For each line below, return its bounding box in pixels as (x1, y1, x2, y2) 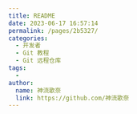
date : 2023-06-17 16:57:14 (8, 19, 99, 27)
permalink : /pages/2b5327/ (8, 26, 99, 35)
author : (8, 79, 34, 87)
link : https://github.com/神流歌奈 (15, 94, 130, 102)
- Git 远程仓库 (15, 57, 62, 65)
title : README (8, 11, 56, 20)
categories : (8, 34, 48, 43)
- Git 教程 (15, 49, 50, 57)
